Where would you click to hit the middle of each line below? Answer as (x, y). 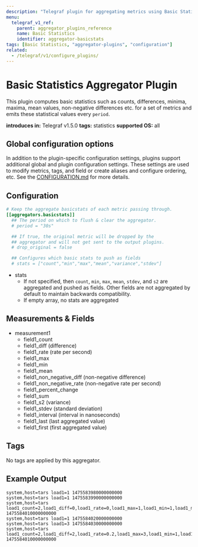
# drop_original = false (42, 247)
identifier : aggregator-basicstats (60, 39)
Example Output (36, 479)
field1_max (36, 358)
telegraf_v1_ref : (33, 22)
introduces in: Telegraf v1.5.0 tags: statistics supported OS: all (83, 126)
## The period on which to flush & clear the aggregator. (84, 220)
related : (17, 50)
